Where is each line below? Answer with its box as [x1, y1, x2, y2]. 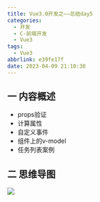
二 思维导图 [7, 168, 56, 180]
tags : [7, 43, 23, 50]
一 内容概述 [7, 91, 56, 103]
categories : [7, 17, 42, 24]
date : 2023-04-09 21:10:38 [7, 63, 86, 70]
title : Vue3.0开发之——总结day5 [7, 10, 93, 18]
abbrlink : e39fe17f [7, 56, 64, 63]
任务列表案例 [17, 146, 55, 154]
